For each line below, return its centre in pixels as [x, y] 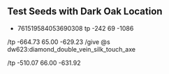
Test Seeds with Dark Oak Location [85, 12]
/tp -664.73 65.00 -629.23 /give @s [59, 42]
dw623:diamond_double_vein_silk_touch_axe [72, 49]
